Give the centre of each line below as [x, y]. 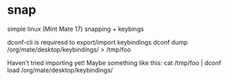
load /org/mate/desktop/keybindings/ [60, 70]
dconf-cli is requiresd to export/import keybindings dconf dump [97, 42]
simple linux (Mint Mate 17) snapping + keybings [76, 29]
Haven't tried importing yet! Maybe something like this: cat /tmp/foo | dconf [114, 62]
